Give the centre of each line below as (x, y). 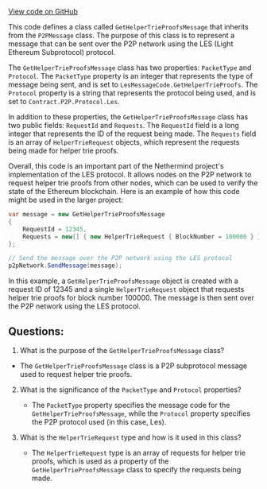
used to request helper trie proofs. (76, 374)
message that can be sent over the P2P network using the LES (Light (121, 44)
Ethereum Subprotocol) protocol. (62, 52)
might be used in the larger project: (66, 200)
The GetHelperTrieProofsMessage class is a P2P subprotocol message (133, 366)
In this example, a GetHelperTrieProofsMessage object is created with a (123, 281)
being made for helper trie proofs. (64, 151)
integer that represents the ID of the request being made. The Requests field (132, 134)
